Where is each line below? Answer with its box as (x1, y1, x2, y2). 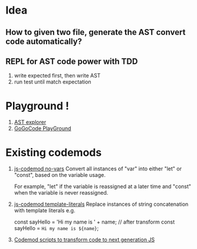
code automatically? (5, 36, 83, 46)
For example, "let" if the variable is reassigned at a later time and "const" (14, 183, 192, 190)
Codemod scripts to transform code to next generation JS (14, 236, 155, 243)
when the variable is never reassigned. (14, 189, 109, 196)
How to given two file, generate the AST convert (5, 27, 186, 37)
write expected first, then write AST (14, 72, 101, 79)
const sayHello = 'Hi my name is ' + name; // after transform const (14, 218, 175, 225)
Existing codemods (5, 145, 102, 159)
